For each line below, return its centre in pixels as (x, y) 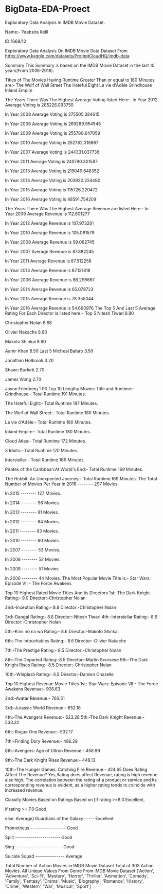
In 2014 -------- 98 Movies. (33, 503)
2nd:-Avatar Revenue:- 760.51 (35, 698)
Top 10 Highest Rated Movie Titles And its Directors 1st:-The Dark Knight (77, 593)
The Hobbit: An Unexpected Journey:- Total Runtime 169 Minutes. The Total (81, 478)
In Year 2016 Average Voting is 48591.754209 (51, 199)
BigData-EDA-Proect (47, 9)
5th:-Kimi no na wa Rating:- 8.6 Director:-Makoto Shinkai (62, 631)
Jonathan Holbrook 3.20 (29, 360)
